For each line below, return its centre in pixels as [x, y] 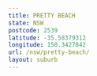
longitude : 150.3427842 [47, 45]
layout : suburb [33, 60]
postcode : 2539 [33, 30]
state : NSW [26, 23]
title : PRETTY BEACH [42, 15]
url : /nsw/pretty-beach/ [49, 52]
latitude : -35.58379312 [47, 38]
